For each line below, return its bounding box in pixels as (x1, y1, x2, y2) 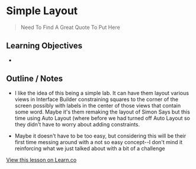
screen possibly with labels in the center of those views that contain (14, 102, 181, 109)
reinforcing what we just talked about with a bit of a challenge (14, 145, 165, 152)
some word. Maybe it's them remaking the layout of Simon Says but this (14, 108, 191, 115)
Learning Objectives (6, 41, 83, 51)
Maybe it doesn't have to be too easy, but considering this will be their (14, 132, 187, 139)
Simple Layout (6, 4, 78, 18)
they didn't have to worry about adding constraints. (14, 121, 140, 128)
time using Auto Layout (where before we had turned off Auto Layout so (14, 114, 191, 122)
